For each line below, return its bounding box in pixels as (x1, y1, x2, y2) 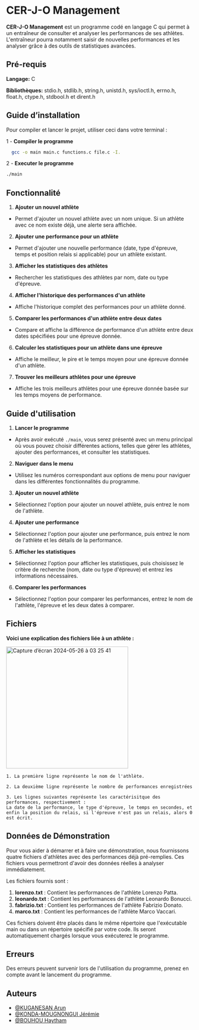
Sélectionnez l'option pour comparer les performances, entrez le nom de (14, 595, 193, 602)
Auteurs (6, 988, 37, 998)
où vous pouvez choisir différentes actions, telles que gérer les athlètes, (14, 442, 191, 449)
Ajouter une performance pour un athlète (14, 233, 119, 240)
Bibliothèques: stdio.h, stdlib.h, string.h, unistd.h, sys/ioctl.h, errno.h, (6, 87, 176, 94)
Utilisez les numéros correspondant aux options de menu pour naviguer (14, 471, 191, 479)
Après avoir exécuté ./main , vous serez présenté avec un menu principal (14, 435, 193, 443)
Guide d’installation (6, 111, 80, 121)
